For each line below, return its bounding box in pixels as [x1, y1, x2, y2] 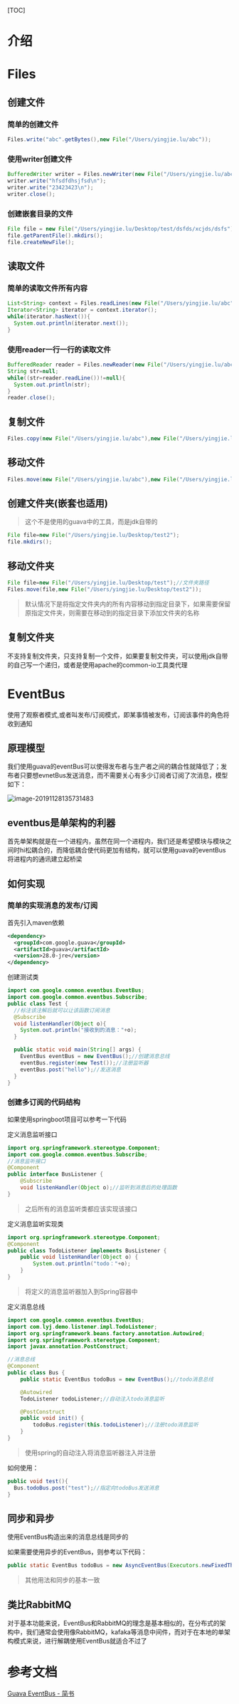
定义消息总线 [7, 1302, 45, 1311]
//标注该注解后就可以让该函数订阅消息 [14, 1007, 110, 1014]
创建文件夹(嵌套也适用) [7, 498, 108, 510]
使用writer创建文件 [7, 154, 73, 164]
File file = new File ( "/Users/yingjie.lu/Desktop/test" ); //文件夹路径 [7, 580, 210, 587]
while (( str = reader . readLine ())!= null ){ [7, 374, 126, 382]
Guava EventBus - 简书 [7, 1689, 75, 1698]
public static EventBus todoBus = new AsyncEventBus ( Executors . [7, 1562, 202, 1569]
